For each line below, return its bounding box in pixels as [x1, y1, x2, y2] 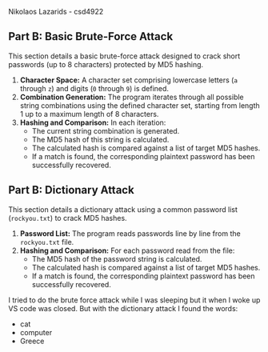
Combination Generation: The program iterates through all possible [19, 92, 244, 102]
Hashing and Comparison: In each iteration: [19, 118, 166, 127]
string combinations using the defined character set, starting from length [19, 100, 260, 110]
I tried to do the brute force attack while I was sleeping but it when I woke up [8, 295, 261, 305]
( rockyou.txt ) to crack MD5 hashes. [8, 213, 127, 222]
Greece [19, 336, 45, 346]
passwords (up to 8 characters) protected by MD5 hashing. [8, 59, 204, 69]
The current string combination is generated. [31, 126, 180, 135]
